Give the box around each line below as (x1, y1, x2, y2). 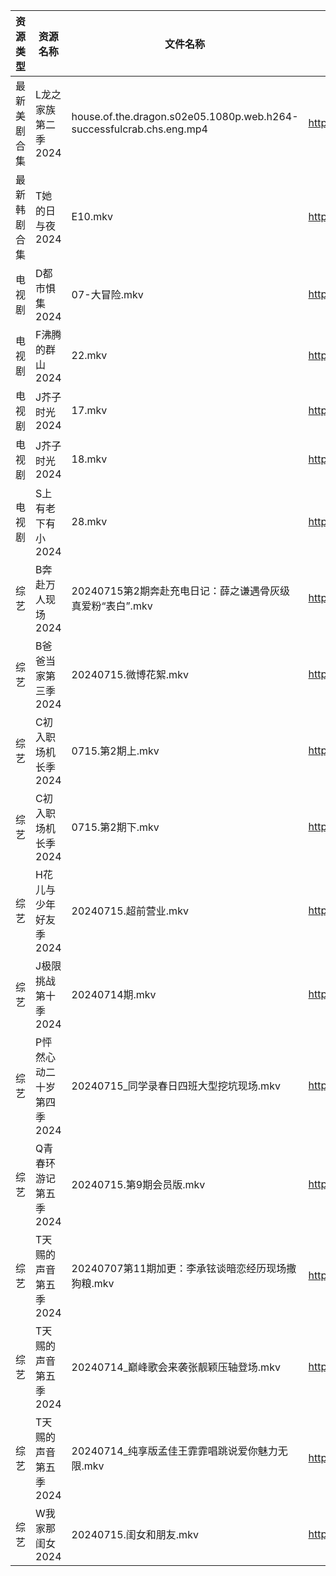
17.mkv (71, 404, 108, 417)
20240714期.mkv (71, 988, 157, 1001)
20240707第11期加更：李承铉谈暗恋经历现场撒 (71, 1262, 297, 1275)
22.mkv (71, 349, 108, 362)
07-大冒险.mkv (71, 288, 144, 301)
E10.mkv (71, 210, 113, 223)
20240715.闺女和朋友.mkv (71, 1528, 199, 1541)
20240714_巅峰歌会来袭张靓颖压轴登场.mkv (71, 1360, 281, 1374)
